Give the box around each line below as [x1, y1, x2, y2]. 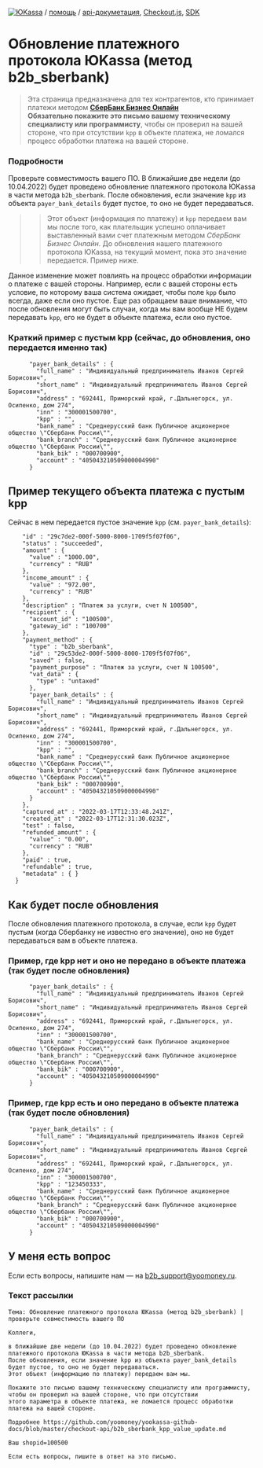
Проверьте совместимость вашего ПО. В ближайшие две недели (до [8, 174, 241, 183]
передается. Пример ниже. [46, 256, 139, 265]
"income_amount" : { [22, 574, 89, 582]
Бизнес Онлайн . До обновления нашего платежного [46, 239, 223, 248]
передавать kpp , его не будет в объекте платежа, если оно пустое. [8, 313, 232, 322]
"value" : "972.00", [28, 581, 97, 589]
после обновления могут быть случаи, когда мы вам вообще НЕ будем [8, 304, 248, 314]
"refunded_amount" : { [22, 829, 97, 837]
